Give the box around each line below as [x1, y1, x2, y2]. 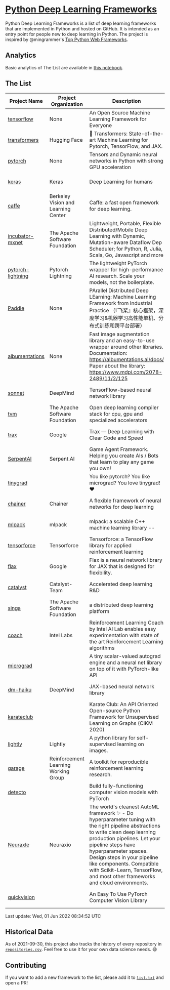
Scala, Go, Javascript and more [89, 252, 163, 259]
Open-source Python [89, 707, 141, 714]
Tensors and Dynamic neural [89, 151, 158, 158]
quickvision [8, 893, 35, 900]
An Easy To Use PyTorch [89, 890, 148, 897]
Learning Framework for [89, 115, 147, 122]
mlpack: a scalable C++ [89, 518, 145, 525]
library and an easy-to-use [89, 337, 155, 344]
